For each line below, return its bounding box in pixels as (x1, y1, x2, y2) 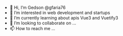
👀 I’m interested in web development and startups (9, 10, 110, 16)
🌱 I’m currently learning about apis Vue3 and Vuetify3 (9, 15, 119, 20)
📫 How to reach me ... (9, 26, 55, 31)
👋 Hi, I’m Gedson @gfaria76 (9, 5, 66, 10)
